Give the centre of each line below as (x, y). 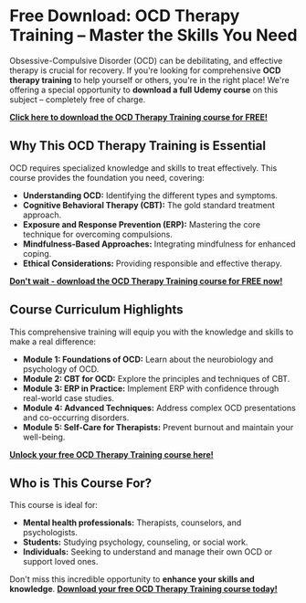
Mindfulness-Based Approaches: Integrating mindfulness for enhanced (159, 244)
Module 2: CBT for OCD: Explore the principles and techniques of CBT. (156, 378)
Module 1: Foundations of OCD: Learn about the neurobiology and (148, 359)
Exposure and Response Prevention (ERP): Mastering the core (142, 224)
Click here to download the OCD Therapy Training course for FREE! (138, 117)
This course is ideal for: (54, 505)
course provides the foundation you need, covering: (107, 177)
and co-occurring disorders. (76, 418)
